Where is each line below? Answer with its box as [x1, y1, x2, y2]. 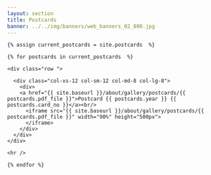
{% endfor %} [7, 162, 45, 169]
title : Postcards [7, 16, 57, 23]
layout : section [7, 10, 54, 17]
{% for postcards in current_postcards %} [7, 54, 134, 60]
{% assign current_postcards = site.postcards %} [7, 42, 155, 49]
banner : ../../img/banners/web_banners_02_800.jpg [7, 23, 155, 30]
